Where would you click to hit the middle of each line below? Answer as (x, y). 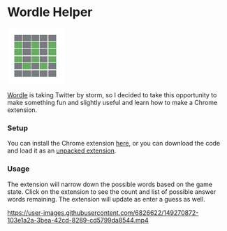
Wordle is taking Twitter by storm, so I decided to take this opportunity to (112, 94)
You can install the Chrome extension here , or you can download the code (114, 143)
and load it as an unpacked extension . (62, 150)
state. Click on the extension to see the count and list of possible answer (112, 191)
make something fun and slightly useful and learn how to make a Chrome (112, 102)
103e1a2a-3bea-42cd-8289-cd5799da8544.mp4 (78, 220)
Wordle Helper (50, 12)
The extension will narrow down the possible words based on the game (110, 184)
